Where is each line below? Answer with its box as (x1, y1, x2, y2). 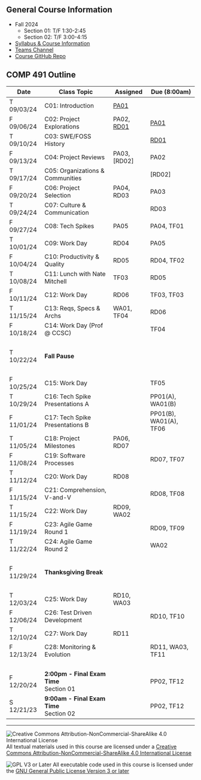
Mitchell (44, 277, 67, 285)
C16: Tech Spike (44, 392, 92, 400)
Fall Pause (44, 352, 75, 360)
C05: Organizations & (44, 166, 105, 175)
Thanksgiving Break (44, 568, 103, 576)
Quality (44, 260, 65, 268)
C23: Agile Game (44, 520, 93, 528)
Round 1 (44, 528, 69, 536)
